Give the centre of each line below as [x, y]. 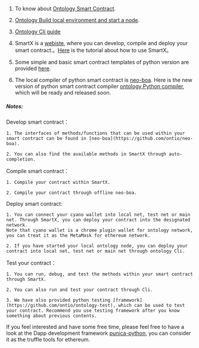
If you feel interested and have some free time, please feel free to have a [95, 327]
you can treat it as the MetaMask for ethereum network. [78, 235]
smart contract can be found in [46, 138]
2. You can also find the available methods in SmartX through [86, 154]
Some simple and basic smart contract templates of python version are [102, 62]
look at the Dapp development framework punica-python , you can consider [99, 333]
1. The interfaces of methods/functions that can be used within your [96, 133]
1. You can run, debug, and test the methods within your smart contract [100, 274]
